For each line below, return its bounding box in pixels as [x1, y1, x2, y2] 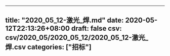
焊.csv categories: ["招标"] [5, 43, 92, 51]
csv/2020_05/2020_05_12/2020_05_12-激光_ [5, 33, 149, 42]
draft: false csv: [71, 24, 122, 33]
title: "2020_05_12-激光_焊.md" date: [5, 16, 124, 25]
